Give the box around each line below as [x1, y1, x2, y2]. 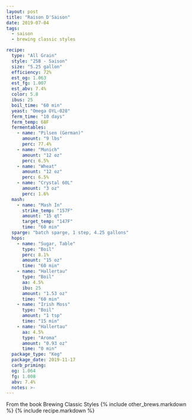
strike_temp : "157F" [21, 208, 73, 214]
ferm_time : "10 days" [11, 114, 65, 120]
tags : [6, 25, 20, 32]
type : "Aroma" [21, 334, 58, 341]
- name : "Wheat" [17, 163, 58, 170]
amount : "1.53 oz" [21, 290, 68, 296]
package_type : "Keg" [11, 352, 62, 358]
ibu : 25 [21, 285, 42, 291]
